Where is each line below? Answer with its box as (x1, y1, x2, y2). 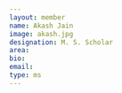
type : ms (9, 71, 42, 80)
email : (9, 63, 34, 72)
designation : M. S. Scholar (9, 37, 114, 47)
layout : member (9, 12, 66, 22)
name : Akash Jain (9, 21, 74, 30)
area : (9, 46, 29, 55)
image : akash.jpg (9, 29, 74, 38)
